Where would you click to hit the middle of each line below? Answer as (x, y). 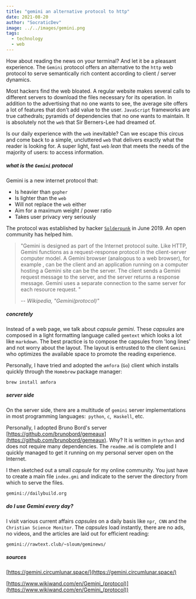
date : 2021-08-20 (27, 17)
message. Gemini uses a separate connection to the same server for (103, 283)
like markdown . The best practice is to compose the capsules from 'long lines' (98, 341)
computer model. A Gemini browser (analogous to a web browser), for (105, 258)
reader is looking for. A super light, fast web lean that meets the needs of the (98, 146)
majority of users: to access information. (55, 152)
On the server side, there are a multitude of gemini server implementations (96, 410)
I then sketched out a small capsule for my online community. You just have (97, 470)
